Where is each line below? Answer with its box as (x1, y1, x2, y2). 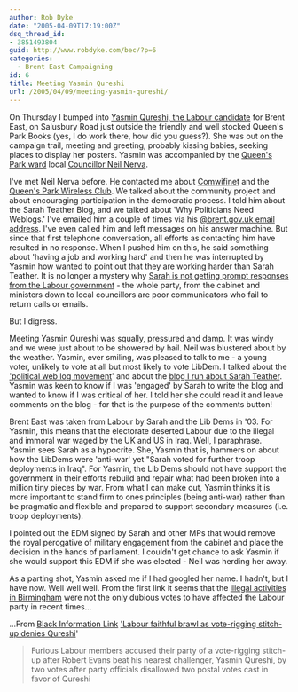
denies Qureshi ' (20, 627, 79, 639)
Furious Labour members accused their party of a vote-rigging (30, 645, 261, 656)
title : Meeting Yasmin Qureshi (9, 79, 125, 88)
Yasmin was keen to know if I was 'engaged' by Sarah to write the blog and (9, 380, 284, 390)
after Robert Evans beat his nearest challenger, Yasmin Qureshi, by (43, 654, 286, 665)
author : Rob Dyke (9, 12, 74, 22)
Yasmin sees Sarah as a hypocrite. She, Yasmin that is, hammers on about (9, 444, 279, 455)
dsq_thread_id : (9, 29, 66, 38)
